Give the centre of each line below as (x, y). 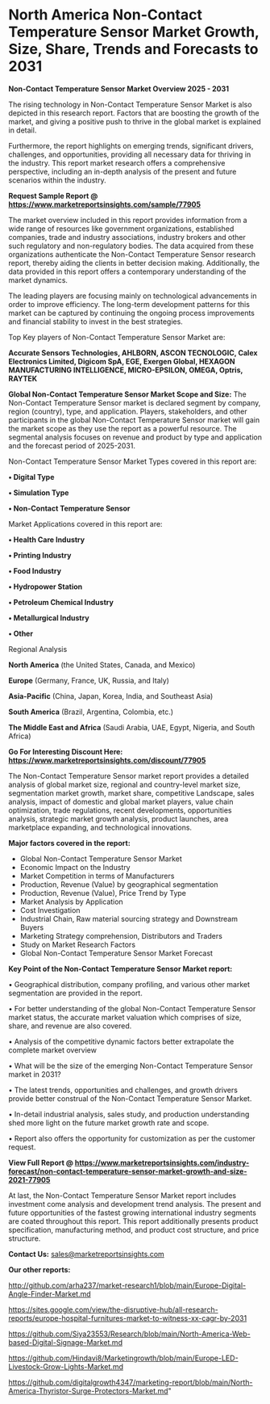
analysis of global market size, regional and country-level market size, (125, 784)
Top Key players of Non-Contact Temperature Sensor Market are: (117, 337)
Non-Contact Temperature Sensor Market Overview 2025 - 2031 (119, 88)
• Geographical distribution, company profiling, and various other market (129, 984)
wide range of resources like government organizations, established (121, 229)
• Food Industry (35, 570)
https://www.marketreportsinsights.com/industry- (162, 1162)
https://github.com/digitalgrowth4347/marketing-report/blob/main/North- (131, 1382)
